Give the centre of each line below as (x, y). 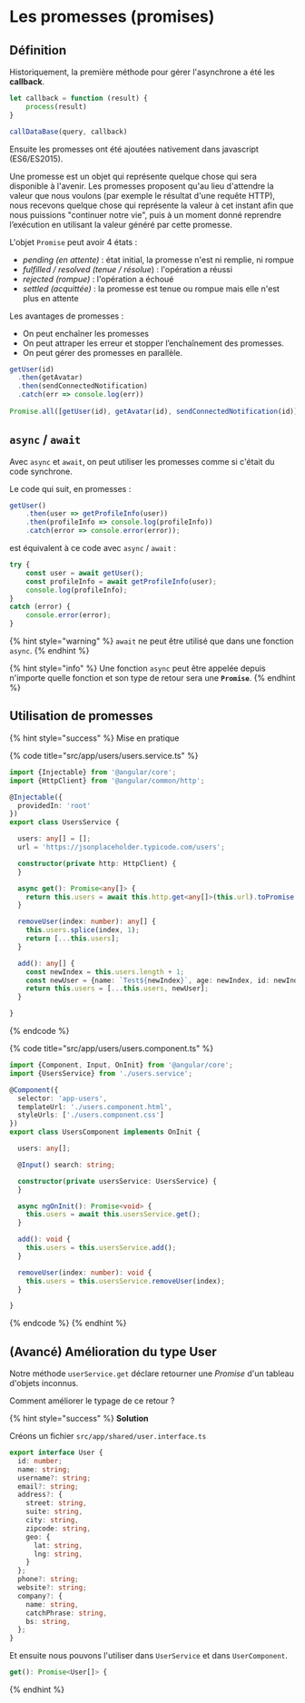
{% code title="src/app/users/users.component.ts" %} (112, 1048)
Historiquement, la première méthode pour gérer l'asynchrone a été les (142, 72)
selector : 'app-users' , (62, 1098)
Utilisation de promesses (81, 716)
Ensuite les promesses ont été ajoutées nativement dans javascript (134, 149)
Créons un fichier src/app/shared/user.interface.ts (108, 1436)
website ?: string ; (53, 1588)
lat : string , (58, 1545)
